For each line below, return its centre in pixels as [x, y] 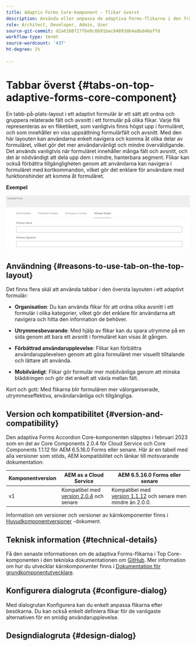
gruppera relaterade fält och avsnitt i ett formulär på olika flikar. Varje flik [93, 120]
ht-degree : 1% [23, 50]
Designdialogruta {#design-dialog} [71, 636]
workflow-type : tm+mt [32, 37]
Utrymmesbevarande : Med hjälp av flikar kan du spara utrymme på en [100, 331]
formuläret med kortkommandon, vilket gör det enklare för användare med [95, 170]
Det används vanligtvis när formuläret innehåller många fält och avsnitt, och [97, 151]
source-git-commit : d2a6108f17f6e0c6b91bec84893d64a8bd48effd [83, 31]
